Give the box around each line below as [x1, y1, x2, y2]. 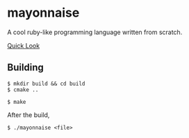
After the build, [7, 110, 50, 119]
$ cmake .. [7, 86, 39, 93]
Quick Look [7, 41, 40, 49]
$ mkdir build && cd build [7, 80, 85, 87]
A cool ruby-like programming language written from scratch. [7, 28, 183, 36]
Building [7, 61, 44, 74]
